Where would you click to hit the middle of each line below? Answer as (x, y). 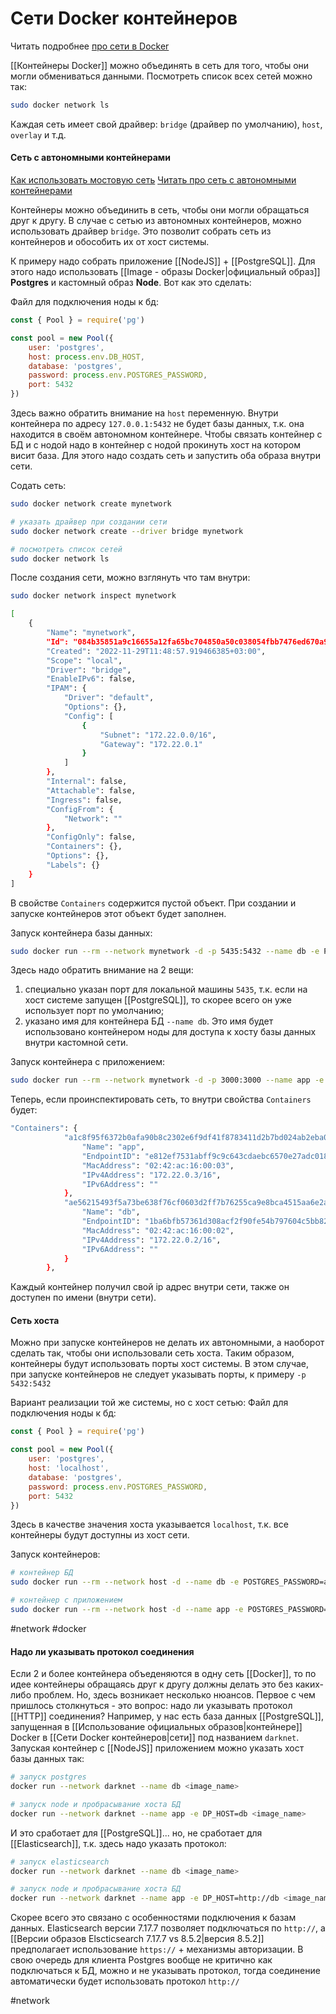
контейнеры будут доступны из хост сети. (100, 1535)
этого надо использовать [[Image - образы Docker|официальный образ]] (165, 272)
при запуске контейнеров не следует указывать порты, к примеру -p (158, 1374)
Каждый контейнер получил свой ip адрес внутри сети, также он (150, 1287)
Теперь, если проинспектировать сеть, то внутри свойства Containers (161, 1099)
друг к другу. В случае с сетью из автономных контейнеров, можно (156, 221)
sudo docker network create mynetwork (91, 504)
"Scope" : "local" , (84, 660)
